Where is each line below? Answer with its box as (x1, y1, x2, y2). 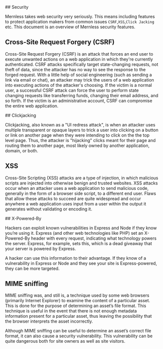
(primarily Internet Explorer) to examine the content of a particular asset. (5, 298, 150, 304)
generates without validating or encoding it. (5, 206, 92, 212)
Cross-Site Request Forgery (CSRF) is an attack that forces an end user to (5, 51, 153, 57)
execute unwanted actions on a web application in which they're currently (5, 56, 153, 62)
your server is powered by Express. (5, 246, 76, 251)
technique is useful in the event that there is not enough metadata (5, 308, 137, 314)
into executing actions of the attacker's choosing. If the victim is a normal (5, 82, 152, 88)
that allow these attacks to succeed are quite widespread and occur (5, 195, 141, 202)
